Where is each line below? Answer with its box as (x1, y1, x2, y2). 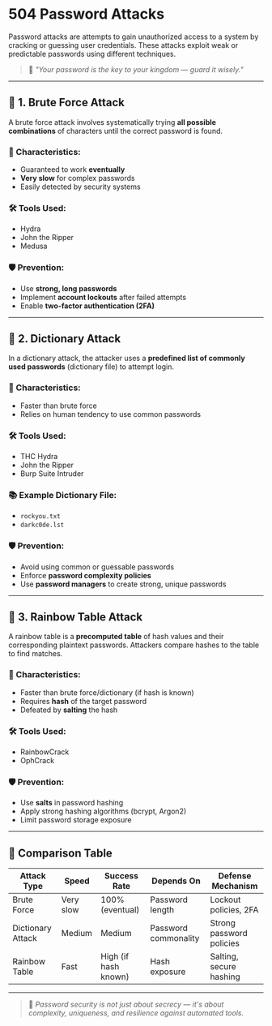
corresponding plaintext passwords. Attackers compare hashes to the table (8, 640, 260, 650)
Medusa (19, 241, 48, 251)
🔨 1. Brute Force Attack (8, 96, 125, 109)
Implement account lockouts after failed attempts (19, 292, 187, 302)
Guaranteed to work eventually (19, 165, 125, 174)
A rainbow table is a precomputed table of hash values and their (8, 632, 224, 642)
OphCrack (19, 756, 55, 766)
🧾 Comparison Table (8, 846, 113, 860)
